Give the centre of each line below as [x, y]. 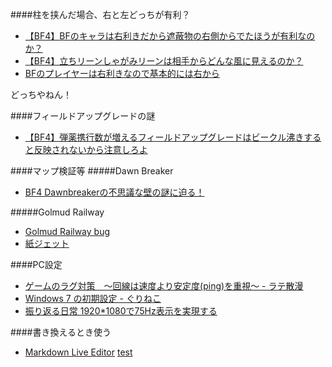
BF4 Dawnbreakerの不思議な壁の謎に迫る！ [114, 192]
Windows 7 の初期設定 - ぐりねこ [93, 298]
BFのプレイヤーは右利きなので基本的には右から [122, 73]
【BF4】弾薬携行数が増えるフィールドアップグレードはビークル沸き [164, 137]
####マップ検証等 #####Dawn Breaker [92, 171]
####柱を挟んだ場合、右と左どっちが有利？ [100, 14]
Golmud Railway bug [67, 231]
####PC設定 [36, 264]
